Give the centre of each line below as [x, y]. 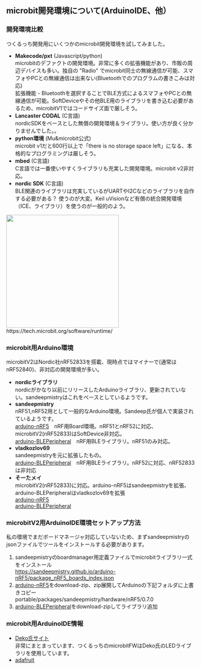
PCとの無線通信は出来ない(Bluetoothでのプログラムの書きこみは [110, 78]
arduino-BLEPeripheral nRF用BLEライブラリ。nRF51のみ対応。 [94, 441]
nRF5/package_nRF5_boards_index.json [64, 578]
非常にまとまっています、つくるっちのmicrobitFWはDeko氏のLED [95, 646]
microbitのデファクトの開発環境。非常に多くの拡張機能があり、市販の [101, 63]
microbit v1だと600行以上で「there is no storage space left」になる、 [101, 146]
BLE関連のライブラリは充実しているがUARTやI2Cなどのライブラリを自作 [105, 191]
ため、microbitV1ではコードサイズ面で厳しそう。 [80, 108]
